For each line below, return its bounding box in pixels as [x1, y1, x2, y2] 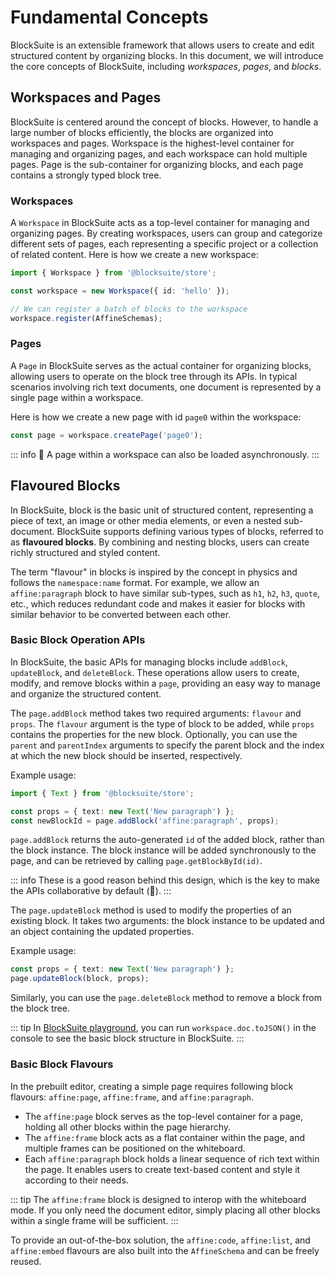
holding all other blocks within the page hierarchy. [24, 1121, 232, 1133]
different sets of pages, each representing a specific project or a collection [10, 238, 319, 250]
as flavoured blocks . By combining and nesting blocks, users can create [10, 536, 310, 548]
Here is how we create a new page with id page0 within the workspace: [10, 411, 302, 423]
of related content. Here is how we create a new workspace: [10, 249, 259, 261]
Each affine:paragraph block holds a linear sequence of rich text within [24, 1152, 320, 1165]
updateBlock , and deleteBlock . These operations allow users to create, [10, 666, 300, 678]
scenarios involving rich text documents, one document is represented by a [10, 381, 322, 393]
